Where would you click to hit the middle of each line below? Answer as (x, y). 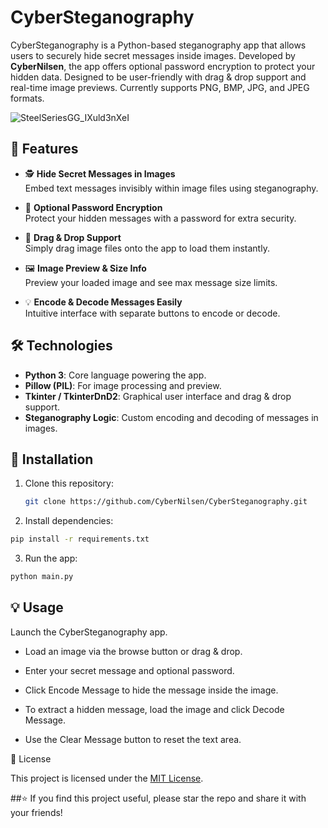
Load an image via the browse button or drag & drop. (133, 651)
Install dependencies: (69, 521)
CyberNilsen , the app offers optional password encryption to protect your (163, 66)
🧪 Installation (52, 459)
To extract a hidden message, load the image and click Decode (154, 709)
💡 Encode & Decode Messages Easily (103, 302)
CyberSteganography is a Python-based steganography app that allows (158, 45)
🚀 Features (44, 149)
